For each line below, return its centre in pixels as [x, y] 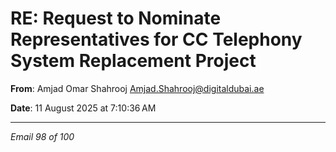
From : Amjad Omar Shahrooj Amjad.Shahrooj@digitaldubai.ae [137, 88]
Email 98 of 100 [42, 136]
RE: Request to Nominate [116, 18]
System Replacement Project [133, 61]
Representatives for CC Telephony [156, 39]
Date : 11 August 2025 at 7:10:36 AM [83, 108]
